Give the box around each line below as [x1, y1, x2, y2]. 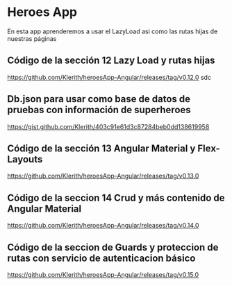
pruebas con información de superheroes [7, 104, 191, 116]
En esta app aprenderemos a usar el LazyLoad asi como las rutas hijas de [7, 27, 218, 35]
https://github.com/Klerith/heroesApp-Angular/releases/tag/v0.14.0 [7, 221, 199, 230]
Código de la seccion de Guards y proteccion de [7, 241, 219, 253]
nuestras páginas [7, 34, 57, 42]
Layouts [7, 153, 43, 165]
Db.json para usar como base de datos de [7, 93, 191, 105]
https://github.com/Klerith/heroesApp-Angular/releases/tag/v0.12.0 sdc [7, 73, 212, 81]
